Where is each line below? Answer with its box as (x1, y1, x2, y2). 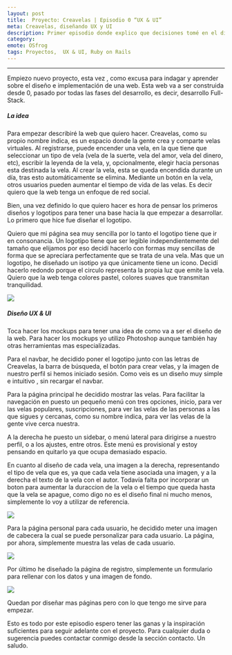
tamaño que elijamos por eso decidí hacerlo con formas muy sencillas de (7, 244, 215, 252)
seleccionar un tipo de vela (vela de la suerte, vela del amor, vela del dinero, (7, 151, 223, 159)
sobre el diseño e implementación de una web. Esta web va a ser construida (7, 81, 224, 90)
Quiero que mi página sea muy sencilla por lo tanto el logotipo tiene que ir (7, 229, 217, 237)
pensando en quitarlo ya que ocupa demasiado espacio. (7, 447, 167, 456)
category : (7, 36, 36, 43)
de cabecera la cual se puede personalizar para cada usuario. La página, (7, 531, 215, 539)
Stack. (7, 96, 26, 104)
